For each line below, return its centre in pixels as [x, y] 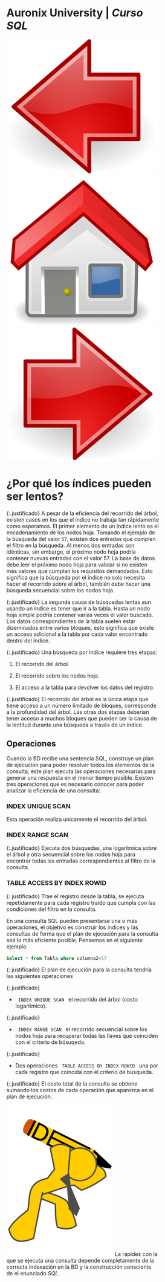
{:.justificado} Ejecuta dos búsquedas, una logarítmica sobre [82, 848]
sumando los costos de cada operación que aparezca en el [80, 1090]
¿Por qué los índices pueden [79, 484]
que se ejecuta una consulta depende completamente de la [80, 1261]
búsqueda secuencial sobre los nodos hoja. [60, 590]
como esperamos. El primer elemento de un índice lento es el [82, 526]
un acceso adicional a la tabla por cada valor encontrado [77, 634]
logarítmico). [31, 1006]
